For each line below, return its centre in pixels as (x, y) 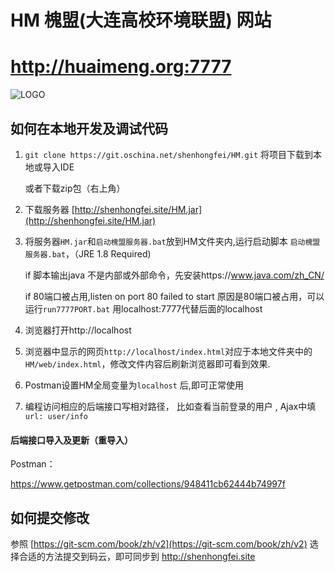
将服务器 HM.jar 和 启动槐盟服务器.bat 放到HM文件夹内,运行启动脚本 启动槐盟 (172, 241)
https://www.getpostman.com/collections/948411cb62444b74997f (148, 484)
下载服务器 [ (49, 209)
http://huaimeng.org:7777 (121, 67)
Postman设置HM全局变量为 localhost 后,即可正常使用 (134, 385)
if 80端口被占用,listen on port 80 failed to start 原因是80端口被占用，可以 (174, 296)
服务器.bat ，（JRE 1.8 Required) (88, 253)
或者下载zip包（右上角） (75, 188)
